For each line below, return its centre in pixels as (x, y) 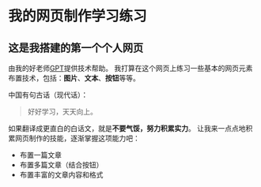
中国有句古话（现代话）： (48, 95)
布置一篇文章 (40, 155)
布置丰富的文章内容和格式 (61, 175)
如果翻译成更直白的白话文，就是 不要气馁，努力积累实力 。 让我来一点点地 (127, 128)
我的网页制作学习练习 (78, 16)
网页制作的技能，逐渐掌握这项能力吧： (77, 138)
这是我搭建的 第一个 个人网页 (76, 48)
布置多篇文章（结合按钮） (61, 165)
